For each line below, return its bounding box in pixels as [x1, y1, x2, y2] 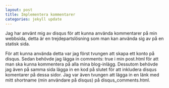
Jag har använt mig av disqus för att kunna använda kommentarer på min [5, 30, 157, 36]
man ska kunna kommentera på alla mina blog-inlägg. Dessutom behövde [5, 61, 158, 67]
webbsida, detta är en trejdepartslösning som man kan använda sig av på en [5, 35, 164, 41]
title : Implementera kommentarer [5, 12, 76, 17]
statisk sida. [5, 41, 30, 47]
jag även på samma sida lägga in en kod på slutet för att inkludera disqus [5, 66, 157, 72]
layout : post [5, 7, 33, 12]
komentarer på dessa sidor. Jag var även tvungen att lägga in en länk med [5, 72, 159, 78]
